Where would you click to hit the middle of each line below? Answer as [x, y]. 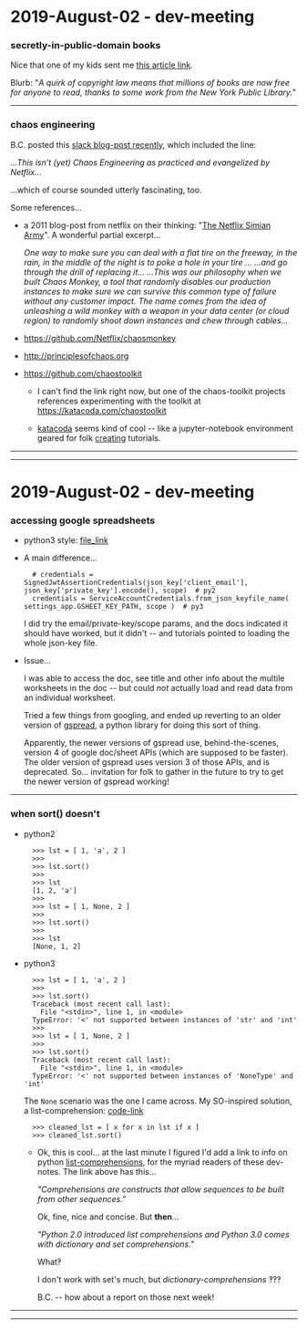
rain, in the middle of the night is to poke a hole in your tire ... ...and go [155, 262]
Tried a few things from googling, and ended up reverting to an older [152, 716]
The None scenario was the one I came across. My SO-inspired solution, [158, 1101]
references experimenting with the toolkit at [119, 401]
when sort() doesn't [55, 814]
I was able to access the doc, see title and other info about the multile [154, 678]
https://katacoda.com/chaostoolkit [102, 410]
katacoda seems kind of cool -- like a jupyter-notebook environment [165, 428]
